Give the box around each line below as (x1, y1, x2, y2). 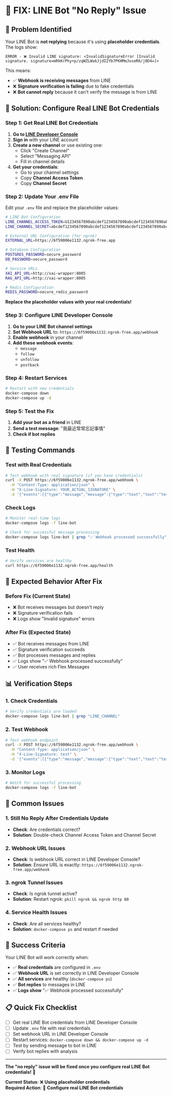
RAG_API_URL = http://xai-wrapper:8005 (5, 275, 86, 281)
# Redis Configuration (5, 285, 54, 290)
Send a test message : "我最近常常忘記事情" (12, 425, 106, 431)
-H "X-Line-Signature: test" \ (10, 752, 77, 757)
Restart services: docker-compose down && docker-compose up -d (12, 1037, 148, 1043)
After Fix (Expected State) (5, 629, 71, 636)
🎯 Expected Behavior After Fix (5, 577, 102, 586)
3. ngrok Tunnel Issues (5, 879, 63, 886)
